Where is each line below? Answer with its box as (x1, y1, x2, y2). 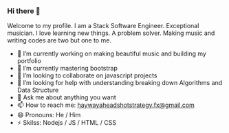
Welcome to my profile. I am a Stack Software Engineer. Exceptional (7, 22, 199, 30)
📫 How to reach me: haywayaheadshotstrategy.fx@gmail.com (17, 101, 195, 109)
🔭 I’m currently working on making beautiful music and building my (17, 49, 206, 58)
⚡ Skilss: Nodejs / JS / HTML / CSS (17, 119, 117, 127)
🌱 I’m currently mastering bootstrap (17, 64, 118, 73)
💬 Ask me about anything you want (17, 93, 116, 101)
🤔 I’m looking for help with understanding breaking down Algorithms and (17, 79, 223, 87)
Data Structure (17, 86, 59, 95)
